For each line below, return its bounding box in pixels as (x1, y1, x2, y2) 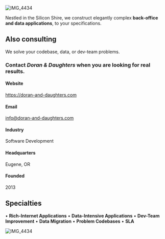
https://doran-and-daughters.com (5, 92, 77, 98)
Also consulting (5, 35, 57, 44)
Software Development (5, 138, 54, 144)
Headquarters (5, 149, 36, 156)
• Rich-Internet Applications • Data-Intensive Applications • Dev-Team (5, 212, 160, 219)
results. (5, 68, 25, 75)
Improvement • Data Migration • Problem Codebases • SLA (5, 218, 134, 224)
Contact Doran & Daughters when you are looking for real (5, 61, 151, 69)
